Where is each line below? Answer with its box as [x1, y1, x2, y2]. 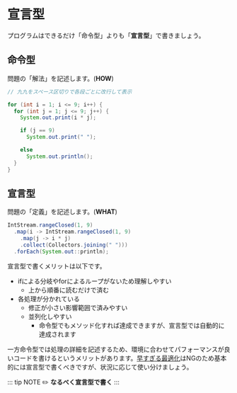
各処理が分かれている [17, 295, 80, 303]
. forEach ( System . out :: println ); [13, 248, 110, 255]
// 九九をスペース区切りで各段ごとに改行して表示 [7, 88, 132, 96]
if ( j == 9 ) [20, 127, 55, 135]
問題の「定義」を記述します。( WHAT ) [7, 207, 118, 216]
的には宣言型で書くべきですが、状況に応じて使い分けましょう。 [7, 363, 193, 371]
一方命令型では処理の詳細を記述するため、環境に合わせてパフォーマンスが [7, 345, 224, 353]
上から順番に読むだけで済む [28, 285, 110, 294]
